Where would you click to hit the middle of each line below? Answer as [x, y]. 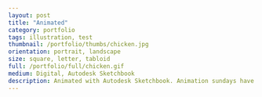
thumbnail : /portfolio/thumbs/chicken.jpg [78, 45]
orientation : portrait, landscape [65, 52]
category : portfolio [42, 30]
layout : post [29, 15]
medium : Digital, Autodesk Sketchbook [71, 74]
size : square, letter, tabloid [59, 59]
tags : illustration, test [50, 37]
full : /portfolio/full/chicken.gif [66, 66]
